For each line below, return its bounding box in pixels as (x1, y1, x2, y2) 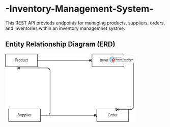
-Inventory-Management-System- (5, 3, 154, 15)
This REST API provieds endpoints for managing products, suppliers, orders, (5, 20, 165, 26)
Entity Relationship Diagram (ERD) (5, 40, 116, 49)
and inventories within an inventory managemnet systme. (5, 25, 126, 31)
